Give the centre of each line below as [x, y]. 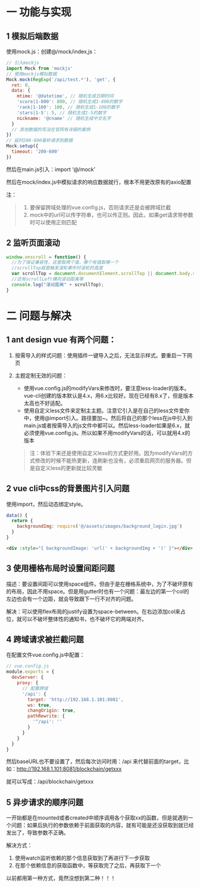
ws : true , [40, 705]
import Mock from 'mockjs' [40, 68]
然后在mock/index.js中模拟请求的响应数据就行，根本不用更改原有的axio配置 [99, 182]
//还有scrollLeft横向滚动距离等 [48, 279]
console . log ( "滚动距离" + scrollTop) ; [58, 285]
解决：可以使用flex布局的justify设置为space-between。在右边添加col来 [93, 611]
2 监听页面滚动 [33, 243]
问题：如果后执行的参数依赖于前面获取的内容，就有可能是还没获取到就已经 [102, 825]
